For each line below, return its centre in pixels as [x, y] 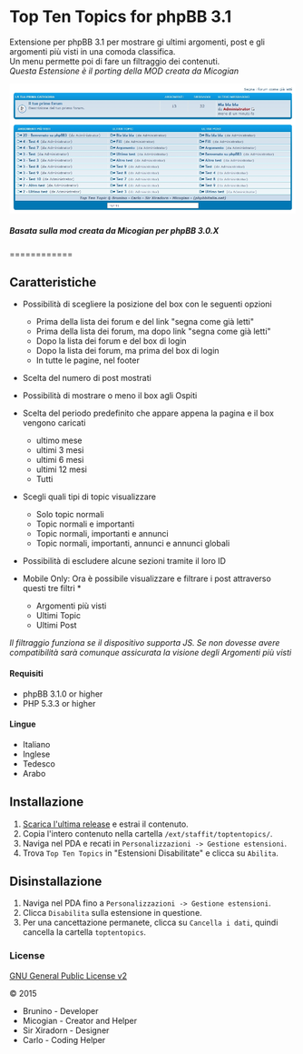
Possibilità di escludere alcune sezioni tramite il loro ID [124, 561]
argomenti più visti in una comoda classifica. [93, 51]
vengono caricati [54, 423]
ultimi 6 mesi [60, 460]
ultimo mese [59, 441]
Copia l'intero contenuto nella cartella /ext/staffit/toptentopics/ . [147, 833]
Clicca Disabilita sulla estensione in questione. [112, 913]
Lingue [23, 724]
